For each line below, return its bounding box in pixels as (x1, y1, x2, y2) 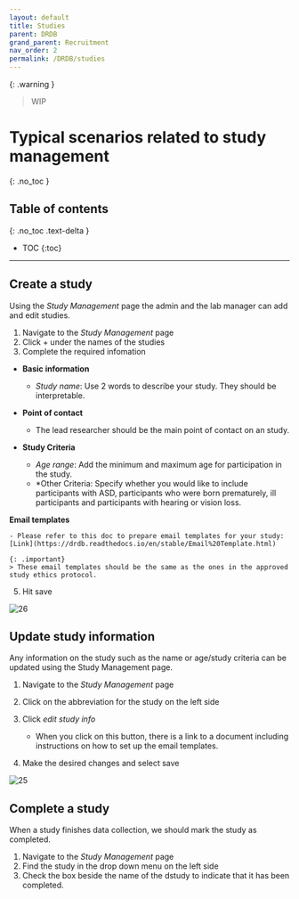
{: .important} (9, 554, 66, 564)
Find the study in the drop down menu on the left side (21, 861, 220, 871)
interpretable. (35, 389, 85, 401)
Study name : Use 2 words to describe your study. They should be (35, 380, 277, 391)
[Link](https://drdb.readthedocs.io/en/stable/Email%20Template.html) (9, 539, 277, 548)
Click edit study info (21, 714, 96, 724)
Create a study (9, 277, 93, 292)
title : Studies (9, 21, 66, 30)
